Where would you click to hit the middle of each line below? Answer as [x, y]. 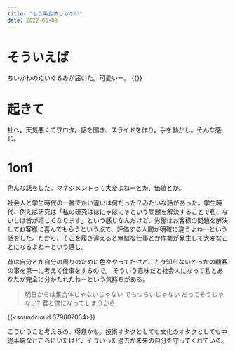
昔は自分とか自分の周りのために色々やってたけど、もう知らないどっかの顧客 [117, 262]
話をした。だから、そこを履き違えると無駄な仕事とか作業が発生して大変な [115, 238]
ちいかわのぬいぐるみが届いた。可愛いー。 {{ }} [75, 78]
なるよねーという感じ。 [53, 247]
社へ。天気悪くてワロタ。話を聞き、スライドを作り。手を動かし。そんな [111, 130]
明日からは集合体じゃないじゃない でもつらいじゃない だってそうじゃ [124, 294]
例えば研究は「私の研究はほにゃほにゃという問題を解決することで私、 [121, 212]
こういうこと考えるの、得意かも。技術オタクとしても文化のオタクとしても [114, 332]
